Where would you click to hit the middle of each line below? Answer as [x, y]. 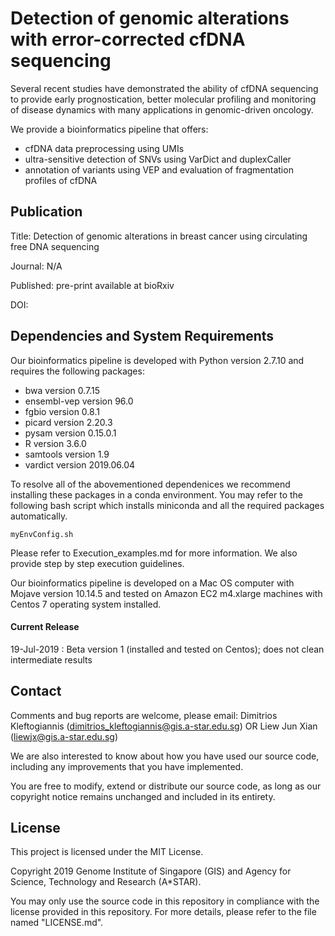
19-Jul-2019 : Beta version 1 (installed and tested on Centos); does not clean [167, 649]
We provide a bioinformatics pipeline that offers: [109, 129]
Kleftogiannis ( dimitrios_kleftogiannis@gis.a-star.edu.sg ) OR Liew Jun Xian [164, 726]
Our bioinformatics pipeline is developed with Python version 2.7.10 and [157, 360]
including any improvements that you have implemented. [127, 766]
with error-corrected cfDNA [128, 39]
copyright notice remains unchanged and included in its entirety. [143, 796]
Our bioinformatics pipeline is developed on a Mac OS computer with [152, 583]
